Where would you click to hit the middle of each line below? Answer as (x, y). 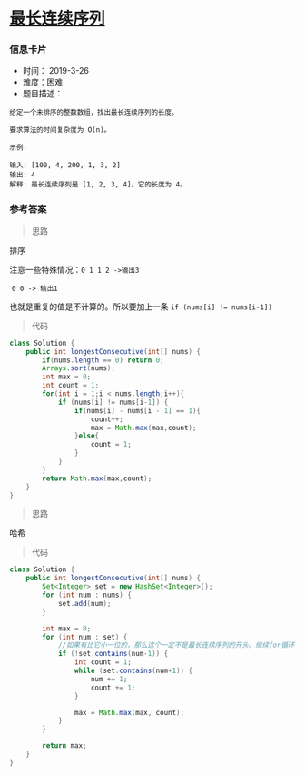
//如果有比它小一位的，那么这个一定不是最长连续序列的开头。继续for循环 (176, 645)
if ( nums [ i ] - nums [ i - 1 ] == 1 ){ (138, 410)
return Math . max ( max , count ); (97, 479)
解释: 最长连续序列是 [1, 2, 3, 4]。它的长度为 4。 (98, 185)
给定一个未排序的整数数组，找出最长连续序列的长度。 (94, 113)
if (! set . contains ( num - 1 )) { (113, 654)
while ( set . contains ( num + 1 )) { (133, 671)
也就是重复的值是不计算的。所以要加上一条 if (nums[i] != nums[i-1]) (141, 307)
